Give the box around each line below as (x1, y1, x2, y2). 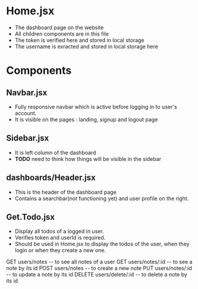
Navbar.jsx (6, 88, 48, 98)
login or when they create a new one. (14, 247, 106, 254)
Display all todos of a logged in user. (14, 228, 104, 235)
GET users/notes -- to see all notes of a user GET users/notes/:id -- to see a (6, 258, 193, 266)
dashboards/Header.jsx (6, 173, 96, 183)
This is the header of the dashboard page (14, 188, 117, 195)
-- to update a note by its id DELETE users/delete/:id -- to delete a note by (6, 271, 187, 278)
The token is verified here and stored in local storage (14, 36, 144, 43)
